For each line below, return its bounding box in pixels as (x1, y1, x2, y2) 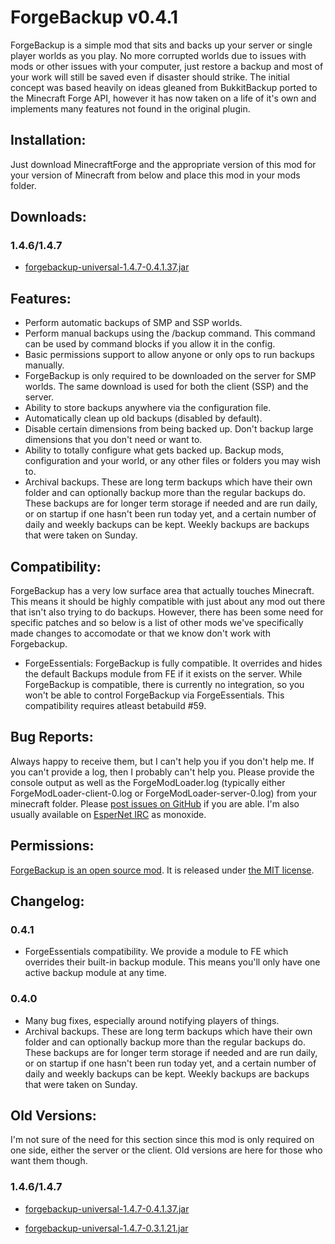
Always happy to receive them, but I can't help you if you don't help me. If (10, 755, 315, 767)
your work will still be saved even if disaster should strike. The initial (10, 71, 290, 83)
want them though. (10, 1155, 88, 1167)
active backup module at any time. (24, 967, 167, 979)
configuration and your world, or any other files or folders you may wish (24, 455, 322, 467)
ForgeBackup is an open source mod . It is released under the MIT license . (10, 864, 315, 876)
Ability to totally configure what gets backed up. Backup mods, (24, 444, 285, 456)
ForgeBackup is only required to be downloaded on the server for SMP (24, 370, 317, 382)
